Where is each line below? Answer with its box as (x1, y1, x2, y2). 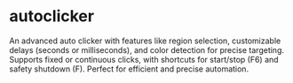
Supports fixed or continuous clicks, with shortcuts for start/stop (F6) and (9, 54, 279, 64)
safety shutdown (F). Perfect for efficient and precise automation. (9, 64, 249, 74)
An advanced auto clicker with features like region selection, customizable (9, 35, 281, 46)
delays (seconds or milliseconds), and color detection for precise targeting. (9, 44, 285, 55)
